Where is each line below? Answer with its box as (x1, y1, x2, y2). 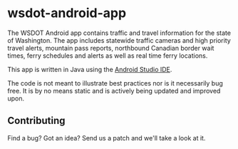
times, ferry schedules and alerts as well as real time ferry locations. (7, 51, 208, 60)
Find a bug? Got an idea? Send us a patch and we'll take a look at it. (7, 133, 206, 142)
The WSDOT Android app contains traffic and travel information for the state (7, 29, 232, 37)
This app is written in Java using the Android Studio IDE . (7, 65, 172, 73)
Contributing (7, 115, 66, 127)
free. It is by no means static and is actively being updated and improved (7, 86, 221, 95)
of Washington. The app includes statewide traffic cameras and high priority (7, 36, 232, 44)
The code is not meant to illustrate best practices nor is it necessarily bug (7, 78, 223, 87)
